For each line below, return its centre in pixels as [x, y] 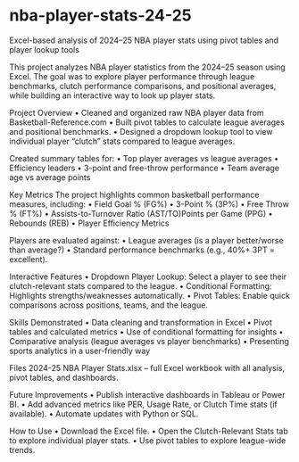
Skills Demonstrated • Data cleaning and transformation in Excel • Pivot [141, 322]
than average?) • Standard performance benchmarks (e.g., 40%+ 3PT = [142, 250]
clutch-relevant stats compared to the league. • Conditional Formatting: [141, 285]
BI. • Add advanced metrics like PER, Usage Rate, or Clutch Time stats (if [144, 404]
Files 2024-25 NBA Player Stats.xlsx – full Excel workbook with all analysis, [147, 367]
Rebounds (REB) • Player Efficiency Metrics [89, 223]
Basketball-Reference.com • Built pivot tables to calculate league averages [147, 122]
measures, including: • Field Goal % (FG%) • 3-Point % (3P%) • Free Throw [149, 204]
